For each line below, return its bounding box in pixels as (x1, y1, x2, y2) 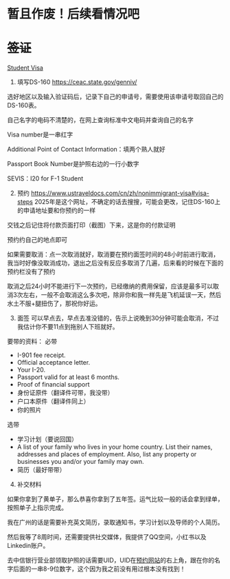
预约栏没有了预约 (7, 267, 56, 276)
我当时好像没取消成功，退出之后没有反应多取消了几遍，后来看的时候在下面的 (7, 259, 224, 267)
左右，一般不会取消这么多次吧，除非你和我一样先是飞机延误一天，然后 (23, 291, 222, 299)
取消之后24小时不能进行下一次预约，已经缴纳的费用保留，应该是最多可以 (7, 282, 214, 290)
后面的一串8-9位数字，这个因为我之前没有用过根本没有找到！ (12, 565, 186, 573)
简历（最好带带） (16, 466, 66, 474)
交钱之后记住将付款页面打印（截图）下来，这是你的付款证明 (7, 221, 176, 230)
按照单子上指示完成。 (7, 504, 67, 512)
